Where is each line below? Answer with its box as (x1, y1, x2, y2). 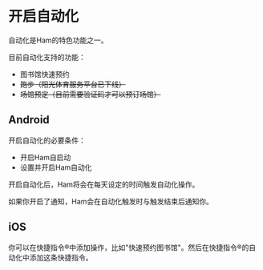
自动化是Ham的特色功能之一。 (8, 35, 108, 45)
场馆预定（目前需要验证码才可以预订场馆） (19, 89, 161, 99)
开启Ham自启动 (19, 152, 71, 162)
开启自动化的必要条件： (8, 135, 86, 145)
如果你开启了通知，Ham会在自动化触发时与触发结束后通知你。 (8, 196, 214, 206)
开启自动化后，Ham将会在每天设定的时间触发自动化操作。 (8, 179, 200, 189)
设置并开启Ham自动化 (19, 162, 92, 172)
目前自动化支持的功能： (8, 52, 86, 62)
